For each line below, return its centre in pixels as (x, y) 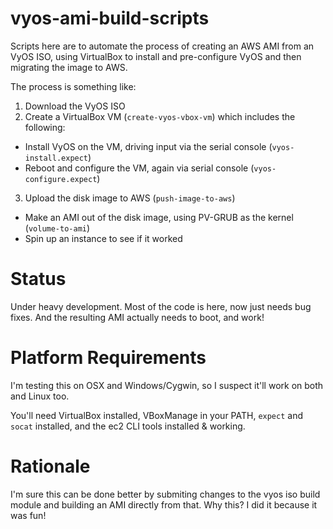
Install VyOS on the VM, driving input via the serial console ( (148, 146)
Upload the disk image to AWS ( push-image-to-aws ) (130, 198)
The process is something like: (73, 86)
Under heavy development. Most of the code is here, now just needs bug (161, 306)
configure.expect (61, 179)
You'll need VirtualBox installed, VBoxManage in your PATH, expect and (156, 415)
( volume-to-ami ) (57, 228)
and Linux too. (40, 396)
